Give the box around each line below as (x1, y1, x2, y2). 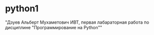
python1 (5, 3, 38, 14)
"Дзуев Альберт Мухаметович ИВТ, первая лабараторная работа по (5, 19, 150, 25)
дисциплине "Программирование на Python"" (5, 24, 102, 30)
